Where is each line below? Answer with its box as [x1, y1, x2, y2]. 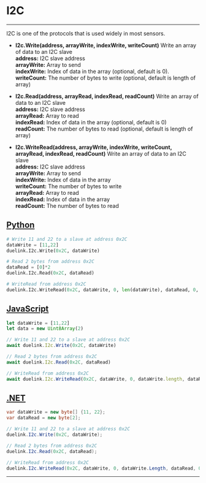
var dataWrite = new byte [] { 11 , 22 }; [6, 409, 105, 416]
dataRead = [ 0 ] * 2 [6, 264, 51, 270]
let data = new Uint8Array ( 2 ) [6, 325, 84, 332]
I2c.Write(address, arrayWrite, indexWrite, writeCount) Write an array [15, 41, 197, 49]
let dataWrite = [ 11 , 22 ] [6, 320, 70, 326]
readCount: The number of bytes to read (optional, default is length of [15, 125, 193, 132]
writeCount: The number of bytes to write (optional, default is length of [15, 74, 196, 82]
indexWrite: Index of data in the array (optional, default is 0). [15, 67, 170, 75]
